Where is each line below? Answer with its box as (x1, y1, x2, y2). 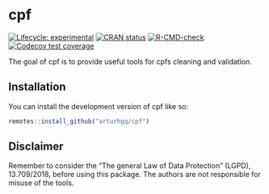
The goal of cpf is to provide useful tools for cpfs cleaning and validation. (8, 57, 252, 66)
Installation (8, 80, 66, 94)
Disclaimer (8, 140, 64, 154)
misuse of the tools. (8, 178, 74, 188)
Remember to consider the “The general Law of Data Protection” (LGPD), (8, 161, 251, 171)
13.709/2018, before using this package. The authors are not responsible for (8, 170, 261, 179)
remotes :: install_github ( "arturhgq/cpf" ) (8, 117, 150, 125)
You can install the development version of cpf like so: (8, 101, 188, 111)
